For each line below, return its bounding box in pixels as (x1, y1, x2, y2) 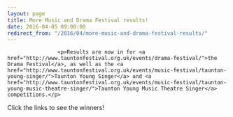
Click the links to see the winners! (7, 104, 105, 112)
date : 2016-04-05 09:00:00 (7, 23, 86, 30)
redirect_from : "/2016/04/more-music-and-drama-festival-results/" (7, 29, 209, 37)
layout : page (7, 10, 45, 17)
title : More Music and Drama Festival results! (7, 17, 149, 24)
